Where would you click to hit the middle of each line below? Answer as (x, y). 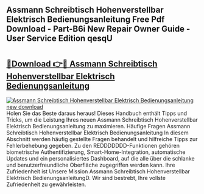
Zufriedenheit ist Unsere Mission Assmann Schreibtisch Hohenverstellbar (98, 171)
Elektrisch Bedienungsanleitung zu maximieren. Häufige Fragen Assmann (98, 126)
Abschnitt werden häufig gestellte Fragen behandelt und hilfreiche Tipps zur (102, 139)
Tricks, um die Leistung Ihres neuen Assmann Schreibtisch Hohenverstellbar (102, 120)
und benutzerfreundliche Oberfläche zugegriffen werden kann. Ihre (91, 165)
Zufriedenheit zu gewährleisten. (46, 184)
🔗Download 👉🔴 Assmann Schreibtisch (82, 64)
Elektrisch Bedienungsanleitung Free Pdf (86, 20)
